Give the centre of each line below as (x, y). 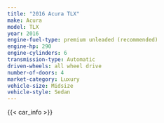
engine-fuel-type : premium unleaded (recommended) (83, 40)
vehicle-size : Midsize (40, 86)
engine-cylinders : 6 (37, 53)
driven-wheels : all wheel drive (54, 66)
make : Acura (25, 20)
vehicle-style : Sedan (39, 92)
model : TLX (23, 27)
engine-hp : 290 (29, 46)
